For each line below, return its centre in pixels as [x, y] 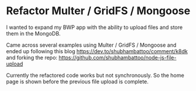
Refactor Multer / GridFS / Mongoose [98, 11]
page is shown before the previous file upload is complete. [77, 82]
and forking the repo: [32, 57]
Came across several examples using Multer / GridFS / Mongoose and [92, 45]
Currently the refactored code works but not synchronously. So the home [95, 75]
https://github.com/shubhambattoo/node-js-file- [118, 57]
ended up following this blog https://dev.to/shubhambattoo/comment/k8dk [97, 51]
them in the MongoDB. [33, 33]
